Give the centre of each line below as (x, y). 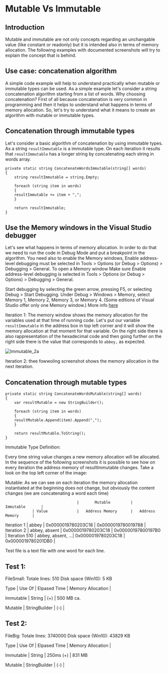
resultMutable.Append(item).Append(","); (58, 420)
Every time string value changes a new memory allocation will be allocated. (83, 457)
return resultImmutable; (40, 208)
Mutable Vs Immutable (53, 9)
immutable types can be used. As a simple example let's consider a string (81, 88)
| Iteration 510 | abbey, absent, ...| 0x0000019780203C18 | (65, 536)
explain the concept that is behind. (41, 55)
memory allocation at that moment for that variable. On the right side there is (84, 331)
